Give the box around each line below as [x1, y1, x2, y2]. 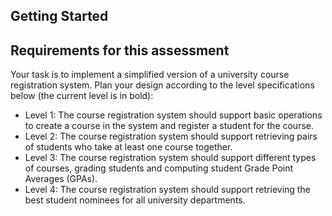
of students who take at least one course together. [24, 141, 233, 153]
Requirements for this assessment [10, 42, 230, 59]
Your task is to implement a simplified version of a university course [10, 69, 290, 81]
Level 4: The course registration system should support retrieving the [24, 184, 311, 196]
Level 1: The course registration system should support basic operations [24, 109, 323, 121]
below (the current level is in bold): [10, 90, 154, 102]
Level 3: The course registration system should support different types [24, 152, 317, 164]
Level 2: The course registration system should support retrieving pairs [24, 130, 318, 143]
